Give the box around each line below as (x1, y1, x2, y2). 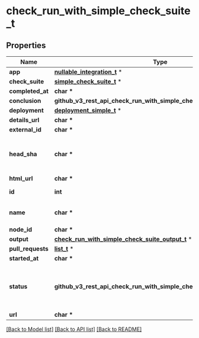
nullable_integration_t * (54, 68, 123, 76)
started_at (9, 255, 39, 262)
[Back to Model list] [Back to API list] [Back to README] (6, 326, 142, 333)
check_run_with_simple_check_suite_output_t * (54, 235, 192, 243)
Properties (6, 40, 46, 50)
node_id (9, 226, 33, 233)
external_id (9, 125, 41, 134)
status (9, 282, 28, 291)
